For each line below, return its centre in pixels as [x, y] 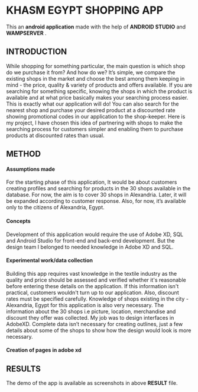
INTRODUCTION [37, 52]
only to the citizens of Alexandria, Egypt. [55, 208]
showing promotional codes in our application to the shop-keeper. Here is [96, 116]
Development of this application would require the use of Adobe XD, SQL [95, 234]
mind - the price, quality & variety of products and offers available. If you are [99, 85]
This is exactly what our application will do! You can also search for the [92, 104]
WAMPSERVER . [26, 33]
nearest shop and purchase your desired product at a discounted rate [91, 110]
